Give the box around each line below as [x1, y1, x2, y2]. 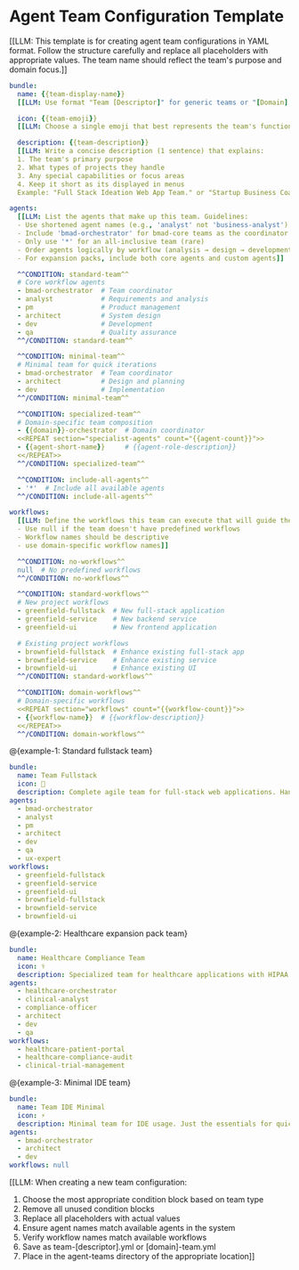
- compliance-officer [17, 1004, 98, 1013]
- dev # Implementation [17, 385, 166, 394]
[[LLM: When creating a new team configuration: [9, 1177, 188, 1188]
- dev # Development [17, 319, 153, 329]
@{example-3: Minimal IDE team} [9, 1078, 132, 1088]
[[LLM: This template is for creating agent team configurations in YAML [9, 36, 270, 46]
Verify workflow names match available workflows [21, 1232, 207, 1243]
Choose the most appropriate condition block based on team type [21, 1194, 264, 1205]
